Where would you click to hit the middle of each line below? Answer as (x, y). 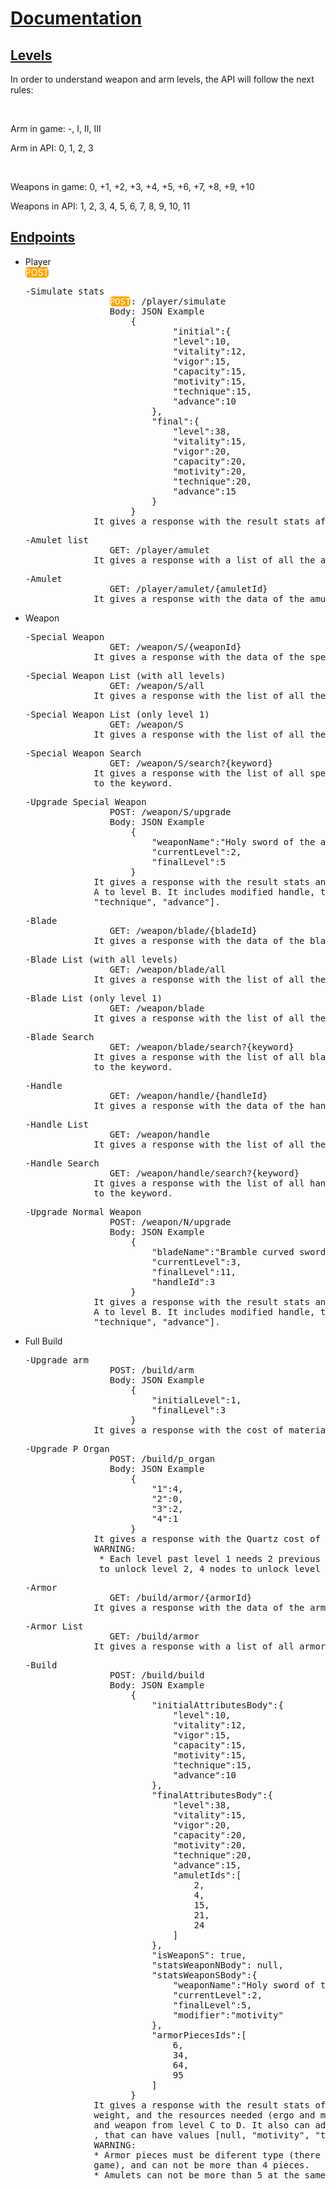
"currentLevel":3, (196, 1261)
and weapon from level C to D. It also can (201, 2125)
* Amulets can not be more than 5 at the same (210, 2175)
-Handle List (56, 1124)
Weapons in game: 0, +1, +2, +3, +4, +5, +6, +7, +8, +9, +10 (132, 186)
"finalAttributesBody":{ (212, 1795)
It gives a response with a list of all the (204, 560)
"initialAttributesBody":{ (217, 1705)
